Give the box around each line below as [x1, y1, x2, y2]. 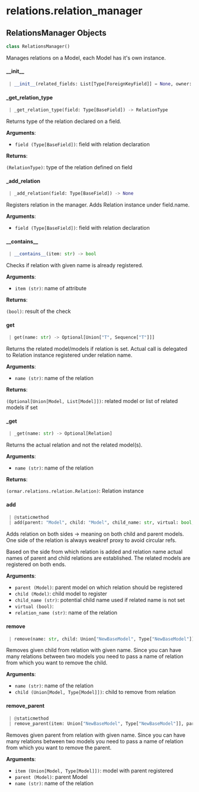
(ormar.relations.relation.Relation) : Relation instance [6, 487, 144, 495]
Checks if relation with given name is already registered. [6, 262, 143, 269]
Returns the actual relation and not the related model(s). [6, 441, 143, 449]
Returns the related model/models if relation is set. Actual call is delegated [6, 346, 188, 353]
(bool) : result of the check [6, 308, 71, 315]
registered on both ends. [6, 561, 66, 568]
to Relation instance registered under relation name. [6, 351, 133, 359]
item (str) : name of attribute [14, 285, 87, 292]
